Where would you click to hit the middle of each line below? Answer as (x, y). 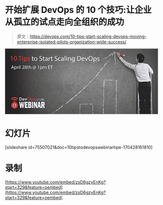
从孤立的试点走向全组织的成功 (65, 22)
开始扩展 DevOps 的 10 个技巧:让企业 (78, 10)
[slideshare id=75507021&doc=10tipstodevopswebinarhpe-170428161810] (79, 147)
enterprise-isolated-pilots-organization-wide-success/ (72, 42)
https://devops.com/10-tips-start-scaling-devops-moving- (88, 36)
